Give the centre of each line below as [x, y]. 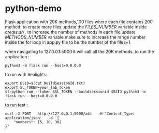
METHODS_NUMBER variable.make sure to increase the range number [75, 37]
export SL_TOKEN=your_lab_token [37, 87]
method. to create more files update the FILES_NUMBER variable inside [76, 27]
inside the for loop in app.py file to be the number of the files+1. [68, 42]
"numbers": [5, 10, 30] [38, 122]
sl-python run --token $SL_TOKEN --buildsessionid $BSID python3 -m [75, 92]
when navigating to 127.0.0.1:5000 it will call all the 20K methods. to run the [79, 52]
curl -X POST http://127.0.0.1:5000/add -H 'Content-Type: [70, 114]
